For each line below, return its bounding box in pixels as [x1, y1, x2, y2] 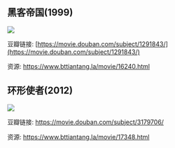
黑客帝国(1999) [7, 6, 73, 19]
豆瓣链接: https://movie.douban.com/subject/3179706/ [7, 118, 164, 126]
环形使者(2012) [7, 85, 73, 97]
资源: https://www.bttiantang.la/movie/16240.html [7, 62, 150, 70]
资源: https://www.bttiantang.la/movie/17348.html [7, 133, 150, 141]
